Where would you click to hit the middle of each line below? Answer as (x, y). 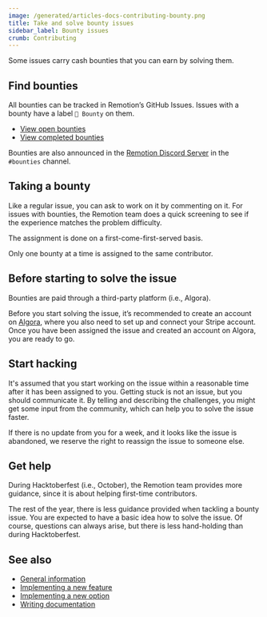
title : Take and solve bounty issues (71, 23)
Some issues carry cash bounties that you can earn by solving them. (121, 61)
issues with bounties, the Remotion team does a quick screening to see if (129, 214)
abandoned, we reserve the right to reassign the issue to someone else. (127, 441)
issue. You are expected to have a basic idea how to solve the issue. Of (126, 518)
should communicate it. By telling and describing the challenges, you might (132, 400)
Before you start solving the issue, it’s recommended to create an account (130, 313)
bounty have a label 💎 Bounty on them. (72, 113)
